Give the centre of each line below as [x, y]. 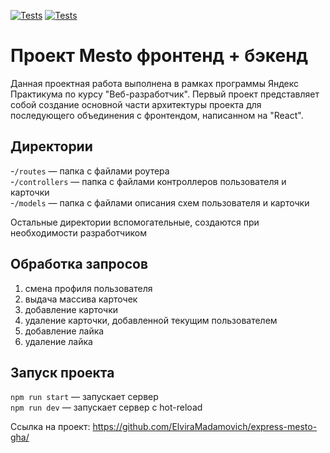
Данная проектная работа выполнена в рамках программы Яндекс [154, 83]
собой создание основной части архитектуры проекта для [136, 104]
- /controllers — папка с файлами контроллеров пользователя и [148, 181]
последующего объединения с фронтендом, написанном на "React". [157, 115]
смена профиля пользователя [88, 288]
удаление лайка [58, 341]
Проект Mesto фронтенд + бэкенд [159, 56]
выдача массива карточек [81, 299]
